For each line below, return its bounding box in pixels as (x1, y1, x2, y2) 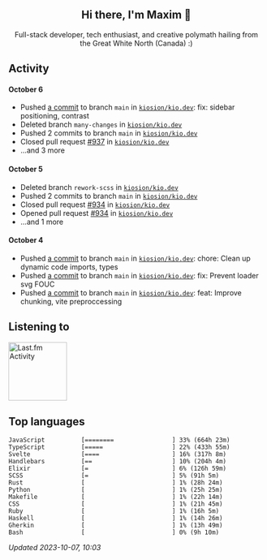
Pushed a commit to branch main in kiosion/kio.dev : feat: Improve (19, 287, 242, 297)
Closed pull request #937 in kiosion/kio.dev (19, 137, 170, 147)
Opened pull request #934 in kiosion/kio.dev (19, 208, 174, 218)
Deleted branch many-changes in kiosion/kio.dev (19, 119, 183, 130)
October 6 (8, 84, 43, 94)
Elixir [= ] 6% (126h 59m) (8, 464, 227, 473)
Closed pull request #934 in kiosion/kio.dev (19, 200, 170, 209)
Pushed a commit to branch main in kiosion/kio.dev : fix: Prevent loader (19, 270, 259, 280)
